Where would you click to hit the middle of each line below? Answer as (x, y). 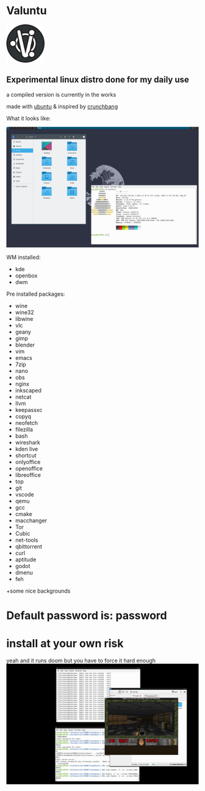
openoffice (29, 468)
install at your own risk (65, 644)
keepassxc (29, 410)
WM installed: (23, 257)
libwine (24, 318)
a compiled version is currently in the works (61, 94)
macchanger (31, 520)
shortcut (26, 455)
